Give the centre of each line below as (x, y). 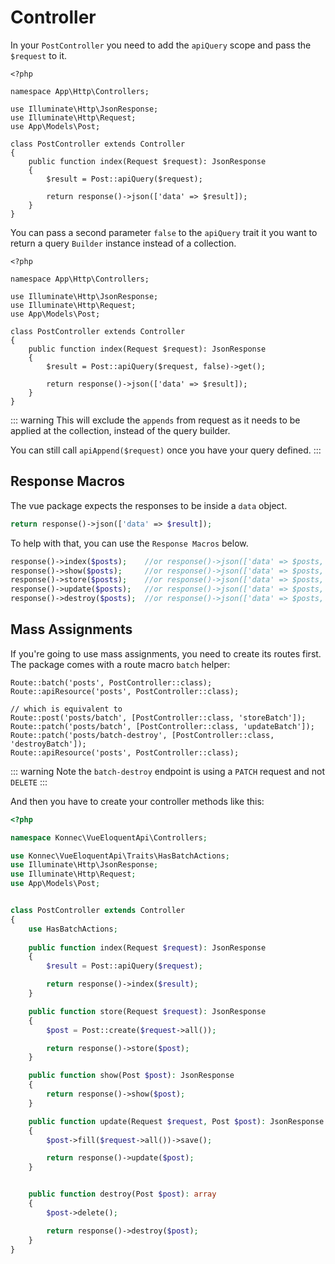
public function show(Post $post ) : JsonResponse (131, 1076)
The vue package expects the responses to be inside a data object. (149, 505)
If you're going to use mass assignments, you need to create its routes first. (166, 653)
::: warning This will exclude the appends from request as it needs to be (155, 420)
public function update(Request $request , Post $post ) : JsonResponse (176, 1121)
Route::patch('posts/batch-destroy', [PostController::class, (142, 735)
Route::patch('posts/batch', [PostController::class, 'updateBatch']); (162, 726)
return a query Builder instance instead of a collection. (123, 243)
